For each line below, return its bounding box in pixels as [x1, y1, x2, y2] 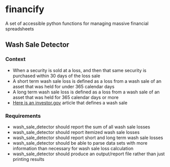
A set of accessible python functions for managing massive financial [5, 20, 149, 26]
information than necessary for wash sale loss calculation [12, 145, 134, 151]
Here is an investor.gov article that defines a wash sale [12, 99, 128, 106]
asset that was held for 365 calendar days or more [12, 94, 119, 100]
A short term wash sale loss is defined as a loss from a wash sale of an [12, 78, 162, 84]
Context [5, 56, 26, 63]
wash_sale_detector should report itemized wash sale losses [12, 129, 140, 135]
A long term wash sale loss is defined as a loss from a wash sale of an [12, 89, 160, 95]
